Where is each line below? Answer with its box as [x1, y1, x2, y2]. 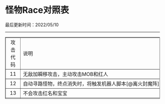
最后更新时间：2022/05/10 [5, 22, 59, 28]
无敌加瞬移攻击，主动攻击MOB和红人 [23, 70, 109, 77]
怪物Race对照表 [5, 4, 69, 16]
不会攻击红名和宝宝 [23, 90, 68, 97]
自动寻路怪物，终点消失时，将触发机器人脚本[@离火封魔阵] [23, 80, 160, 87]
